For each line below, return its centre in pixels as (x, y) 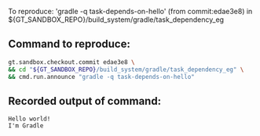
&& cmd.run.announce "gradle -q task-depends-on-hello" (101, 77)
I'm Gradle (26, 126)
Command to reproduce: (70, 44)
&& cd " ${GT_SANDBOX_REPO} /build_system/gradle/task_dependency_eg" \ (126, 70)
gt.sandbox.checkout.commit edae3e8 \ (71, 62)
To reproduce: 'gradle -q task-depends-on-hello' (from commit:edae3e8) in (130, 11)
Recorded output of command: (85, 101)
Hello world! (29, 119)
